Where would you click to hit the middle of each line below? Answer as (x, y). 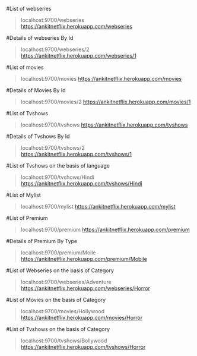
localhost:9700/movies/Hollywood (63, 311)
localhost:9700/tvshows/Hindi (57, 177)
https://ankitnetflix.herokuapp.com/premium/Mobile (84, 259)
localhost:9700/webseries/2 (55, 49)
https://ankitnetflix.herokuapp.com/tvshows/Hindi (81, 183)
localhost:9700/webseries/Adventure (66, 282)
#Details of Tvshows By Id (38, 136)
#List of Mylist (23, 195)
